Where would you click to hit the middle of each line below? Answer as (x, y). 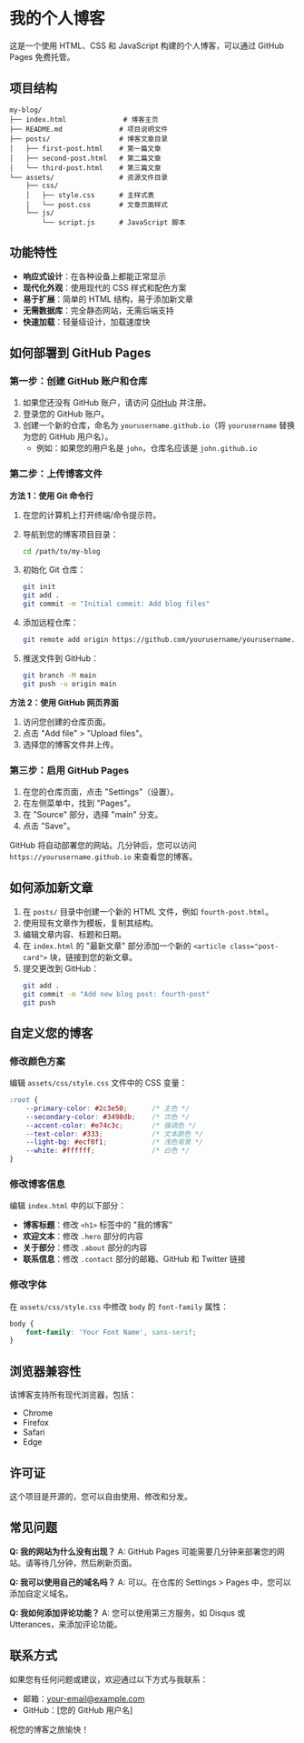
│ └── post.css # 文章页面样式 (97, 205)
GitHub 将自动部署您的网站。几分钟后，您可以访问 (103, 845)
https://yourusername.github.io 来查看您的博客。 (103, 856)
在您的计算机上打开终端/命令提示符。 (92, 515)
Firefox (36, 1423)
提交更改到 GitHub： (61, 968)
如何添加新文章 (51, 888)
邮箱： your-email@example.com (83, 1698)
